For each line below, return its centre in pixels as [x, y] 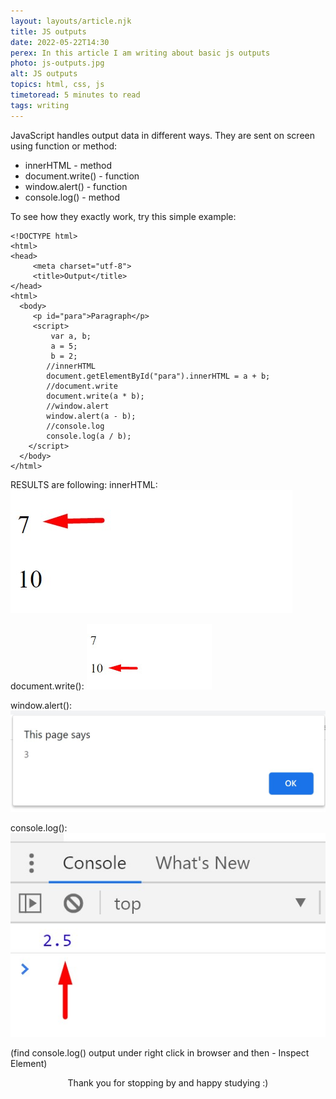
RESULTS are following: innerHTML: [84, 484]
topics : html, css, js [57, 85]
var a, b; [71, 336]
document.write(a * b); [95, 396]
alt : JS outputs [44, 74]
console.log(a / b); [89, 436]
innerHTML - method [68, 165]
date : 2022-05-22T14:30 [60, 42]
